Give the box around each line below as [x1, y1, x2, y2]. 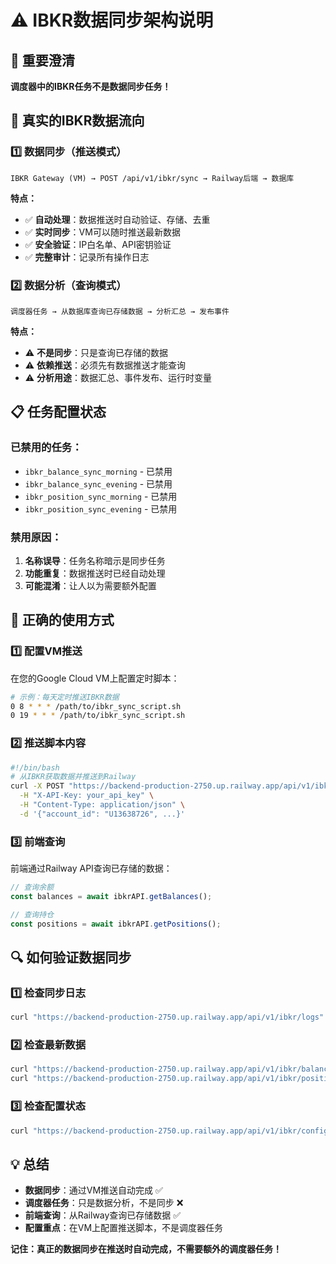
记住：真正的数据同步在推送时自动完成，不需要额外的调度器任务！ [10, 1243, 282, 1255]
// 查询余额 [10, 882, 55, 893]
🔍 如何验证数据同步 [10, 949, 132, 966]
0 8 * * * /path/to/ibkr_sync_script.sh [10, 701, 182, 711]
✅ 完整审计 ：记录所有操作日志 [24, 251, 150, 263]
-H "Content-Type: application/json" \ [19, 800, 186, 810]
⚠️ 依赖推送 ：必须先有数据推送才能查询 [24, 359, 187, 371]
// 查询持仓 [10, 909, 55, 920]
